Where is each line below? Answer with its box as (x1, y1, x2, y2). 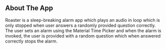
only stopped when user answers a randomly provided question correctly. (5, 22, 156, 28)
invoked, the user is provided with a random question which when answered (5, 33, 161, 39)
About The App (5, 4, 54, 12)
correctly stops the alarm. (5, 38, 58, 44)
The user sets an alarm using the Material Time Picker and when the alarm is (5, 27, 162, 34)
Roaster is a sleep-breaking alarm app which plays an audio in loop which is (5, 17, 160, 23)
